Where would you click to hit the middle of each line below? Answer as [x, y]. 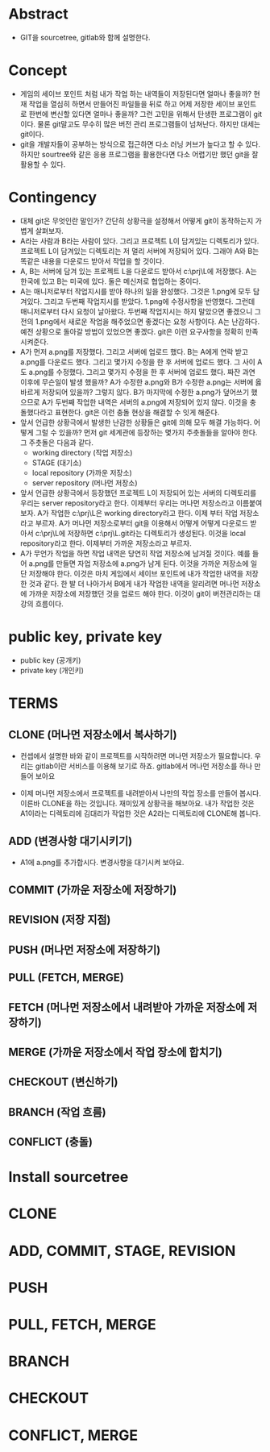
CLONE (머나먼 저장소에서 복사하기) [93, 735]
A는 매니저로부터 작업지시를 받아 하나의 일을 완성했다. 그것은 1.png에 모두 [135, 291]
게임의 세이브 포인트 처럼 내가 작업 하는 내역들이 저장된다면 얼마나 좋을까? [136, 94]
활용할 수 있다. [43, 164]
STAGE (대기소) [57, 462]
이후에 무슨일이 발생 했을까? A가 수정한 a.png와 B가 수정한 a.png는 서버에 [137, 382]
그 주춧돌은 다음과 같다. [57, 442]
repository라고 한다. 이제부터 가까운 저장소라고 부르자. [106, 543]
